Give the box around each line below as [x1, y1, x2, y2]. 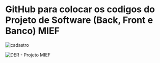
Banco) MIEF [5, 25, 60, 37]
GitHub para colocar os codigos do [5, 4, 155, 15]
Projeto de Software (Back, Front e [5, 14, 153, 26]
